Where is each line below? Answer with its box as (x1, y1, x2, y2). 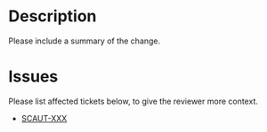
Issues (8, 66, 59, 87)
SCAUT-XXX (20, 113, 68, 123)
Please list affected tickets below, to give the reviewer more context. (8, 96, 259, 106)
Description (8, 6, 97, 27)
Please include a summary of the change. (8, 35, 161, 46)
